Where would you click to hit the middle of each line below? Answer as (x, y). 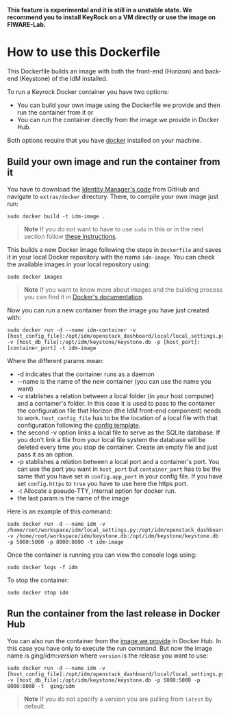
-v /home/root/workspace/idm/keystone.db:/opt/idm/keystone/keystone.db (113, 536)
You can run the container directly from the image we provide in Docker (118, 119)
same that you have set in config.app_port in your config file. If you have (120, 476)
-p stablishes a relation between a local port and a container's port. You (118, 461)
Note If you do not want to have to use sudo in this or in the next (114, 229)
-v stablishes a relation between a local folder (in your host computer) (115, 396)
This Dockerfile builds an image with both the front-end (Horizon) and (105, 71)
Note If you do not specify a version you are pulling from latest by (118, 699)
